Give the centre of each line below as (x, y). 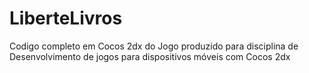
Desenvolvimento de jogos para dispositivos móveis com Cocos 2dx (150, 56)
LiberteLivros (66, 18)
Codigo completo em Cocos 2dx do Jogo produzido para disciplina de (154, 46)
